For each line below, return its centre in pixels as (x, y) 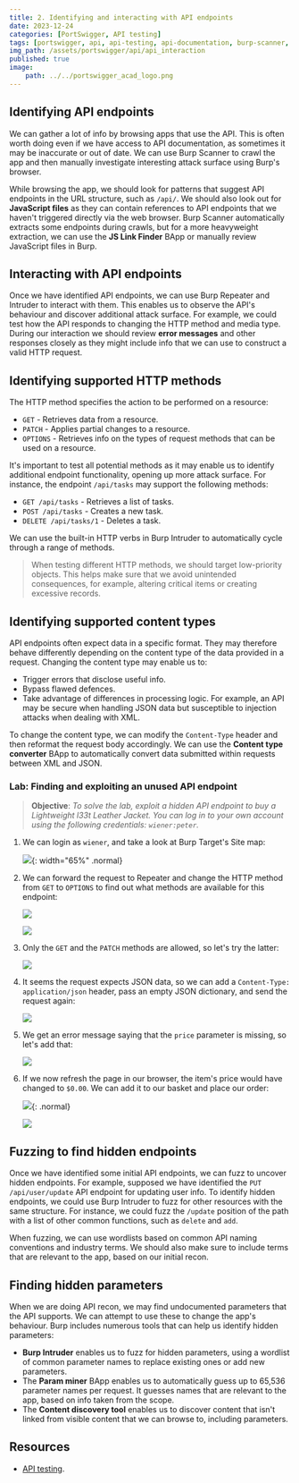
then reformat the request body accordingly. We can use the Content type (146, 744)
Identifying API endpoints (82, 112)
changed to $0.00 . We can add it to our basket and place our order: (145, 1089)
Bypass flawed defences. (69, 689)
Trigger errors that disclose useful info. (94, 679)
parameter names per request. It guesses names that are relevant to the (154, 1390)
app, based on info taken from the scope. (98, 1400)
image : (21, 68)
